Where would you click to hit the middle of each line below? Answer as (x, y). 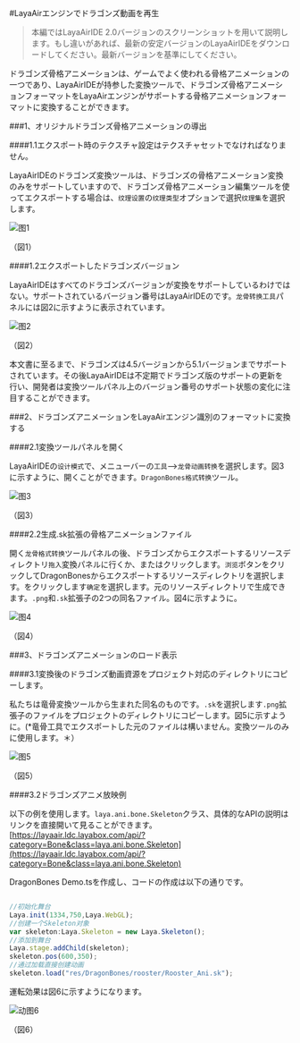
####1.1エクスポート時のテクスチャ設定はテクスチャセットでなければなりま (148, 145)
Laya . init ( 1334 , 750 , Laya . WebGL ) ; (71, 915)
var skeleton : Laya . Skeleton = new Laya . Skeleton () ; (107, 932)
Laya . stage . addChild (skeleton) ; (69, 948)
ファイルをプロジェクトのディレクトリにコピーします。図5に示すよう (159, 715)
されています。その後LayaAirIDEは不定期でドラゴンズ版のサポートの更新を (146, 375)
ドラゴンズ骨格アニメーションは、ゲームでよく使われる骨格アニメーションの (150, 73)
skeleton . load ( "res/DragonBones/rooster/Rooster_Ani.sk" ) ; (121, 973)
